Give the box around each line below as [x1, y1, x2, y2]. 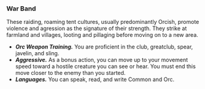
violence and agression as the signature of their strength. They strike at [6, 25, 187, 32]
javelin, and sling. [15, 50, 60, 57]
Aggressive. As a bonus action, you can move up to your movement [15, 56, 188, 64]
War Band [6, 4, 36, 13]
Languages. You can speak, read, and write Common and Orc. [15, 75, 175, 83]
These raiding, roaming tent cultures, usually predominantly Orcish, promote [6, 18, 199, 26]
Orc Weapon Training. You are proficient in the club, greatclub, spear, [15, 43, 193, 50]
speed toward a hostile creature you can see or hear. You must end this [15, 63, 196, 70]
